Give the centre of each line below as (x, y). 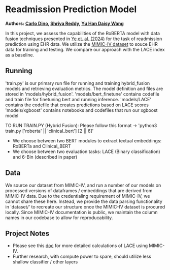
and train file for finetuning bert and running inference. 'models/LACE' (78, 99)
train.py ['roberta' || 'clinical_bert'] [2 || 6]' (49, 131)
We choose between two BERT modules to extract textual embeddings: (87, 140)
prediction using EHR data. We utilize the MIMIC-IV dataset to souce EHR (82, 44)
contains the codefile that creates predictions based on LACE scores (77, 105)
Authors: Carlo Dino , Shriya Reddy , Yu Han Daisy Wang (65, 23)
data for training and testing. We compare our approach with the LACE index (85, 49)
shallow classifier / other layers (45, 262)
